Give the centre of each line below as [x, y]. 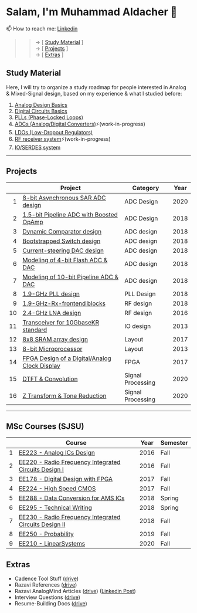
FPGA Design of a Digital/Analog [67, 358]
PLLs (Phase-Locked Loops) [49, 117]
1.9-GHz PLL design [51, 294]
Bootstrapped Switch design [62, 241]
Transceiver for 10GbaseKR [61, 322]
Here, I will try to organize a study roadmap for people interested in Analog [96, 87]
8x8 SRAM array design [55, 339]
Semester [174, 443]
